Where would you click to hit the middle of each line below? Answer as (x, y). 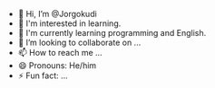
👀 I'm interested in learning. (69, 23)
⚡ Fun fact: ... (43, 75)
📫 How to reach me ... (60, 53)
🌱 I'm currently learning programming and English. (112, 33)
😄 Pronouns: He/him (57, 66)
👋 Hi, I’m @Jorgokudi (57, 14)
